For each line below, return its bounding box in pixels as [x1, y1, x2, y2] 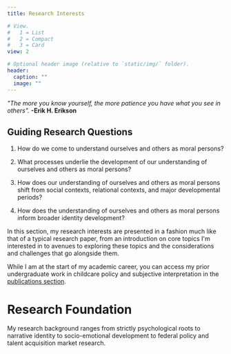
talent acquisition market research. [7, 339, 106, 347]
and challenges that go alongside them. [7, 249, 119, 257]
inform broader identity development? [17, 214, 125, 222]
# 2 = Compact [7, 35, 54, 42]
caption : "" [13, 73, 48, 80]
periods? [17, 193, 43, 201]
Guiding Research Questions [7, 126, 133, 138]
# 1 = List [7, 29, 45, 36]
